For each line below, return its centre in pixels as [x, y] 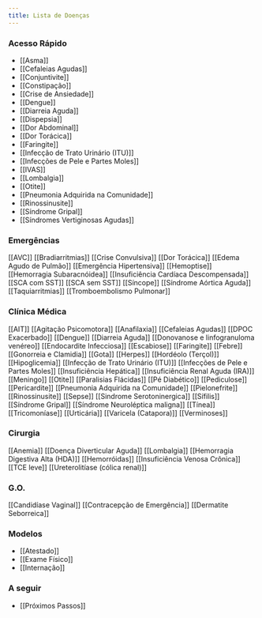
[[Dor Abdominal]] [49, 127]
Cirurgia [24, 433]
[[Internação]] [42, 568]
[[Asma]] [34, 60]
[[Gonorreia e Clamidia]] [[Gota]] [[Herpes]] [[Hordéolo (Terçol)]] [114, 354]
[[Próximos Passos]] [52, 605]
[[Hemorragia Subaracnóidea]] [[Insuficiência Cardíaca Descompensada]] [129, 274]
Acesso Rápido [37, 43]
